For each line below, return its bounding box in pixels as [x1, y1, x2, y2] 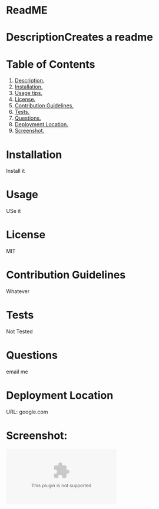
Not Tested [6, 328, 34, 335]
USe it [6, 208, 21, 215]
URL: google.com [6, 408, 48, 415]
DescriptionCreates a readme [6, 31, 153, 44]
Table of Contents [6, 57, 95, 71]
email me [6, 368, 28, 375]
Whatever [6, 288, 30, 295]
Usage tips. [14, 90, 43, 97]
